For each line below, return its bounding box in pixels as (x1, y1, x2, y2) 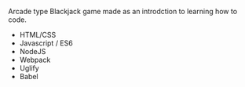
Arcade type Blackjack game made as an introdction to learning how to (8, 7, 238, 16)
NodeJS (19, 47, 46, 56)
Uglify (19, 63, 39, 73)
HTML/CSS (19, 31, 57, 39)
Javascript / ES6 (19, 38, 73, 48)
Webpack (19, 55, 51, 64)
